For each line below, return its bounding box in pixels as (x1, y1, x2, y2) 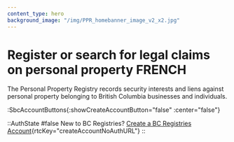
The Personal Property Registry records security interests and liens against (7, 85, 224, 93)
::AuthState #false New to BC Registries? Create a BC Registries (7, 120, 192, 128)
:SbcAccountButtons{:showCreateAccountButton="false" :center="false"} (7, 106, 221, 114)
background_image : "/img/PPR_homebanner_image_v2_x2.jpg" (7, 17, 180, 24)
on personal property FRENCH (7, 62, 187, 78)
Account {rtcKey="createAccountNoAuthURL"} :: (7, 127, 146, 135)
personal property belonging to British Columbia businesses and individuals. (7, 92, 228, 101)
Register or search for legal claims (7, 47, 211, 63)
